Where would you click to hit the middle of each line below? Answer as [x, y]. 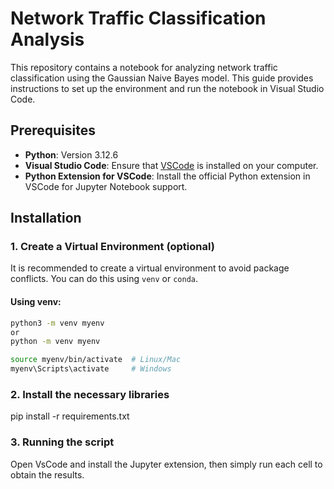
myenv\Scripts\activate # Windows [91, 369]
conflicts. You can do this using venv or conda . [104, 279]
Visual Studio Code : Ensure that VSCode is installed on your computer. [171, 165]
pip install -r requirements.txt [70, 416]
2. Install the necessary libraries [90, 394]
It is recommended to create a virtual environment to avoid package [150, 268]
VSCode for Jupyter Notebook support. [106, 186]
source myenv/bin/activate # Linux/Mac [96, 360]
